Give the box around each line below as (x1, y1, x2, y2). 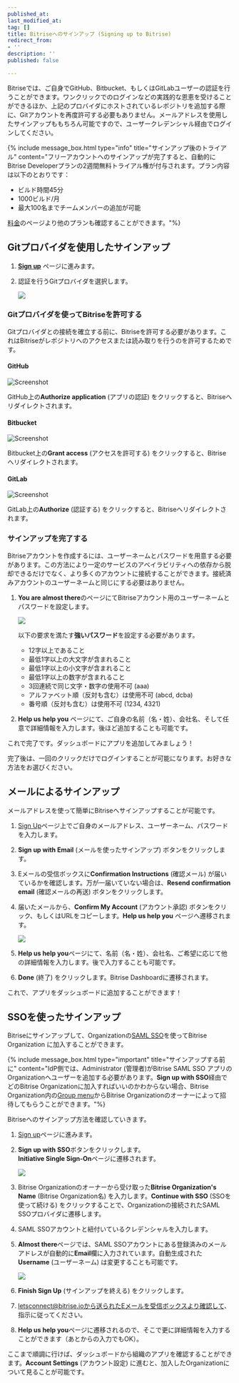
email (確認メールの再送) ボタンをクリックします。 (17, 887, 168, 896)
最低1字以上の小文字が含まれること (28, 663, 132, 672)
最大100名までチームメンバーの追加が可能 (17, 203, 141, 211)
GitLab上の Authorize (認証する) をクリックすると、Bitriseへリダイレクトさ (7, 505, 227, 514)
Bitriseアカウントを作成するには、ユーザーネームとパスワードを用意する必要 (7, 551, 232, 560)
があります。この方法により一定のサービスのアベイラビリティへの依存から (7, 560, 225, 568)
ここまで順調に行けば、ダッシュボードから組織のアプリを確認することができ (7, 1350, 233, 1359)
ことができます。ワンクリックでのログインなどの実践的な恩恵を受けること (13, 92, 232, 101)
